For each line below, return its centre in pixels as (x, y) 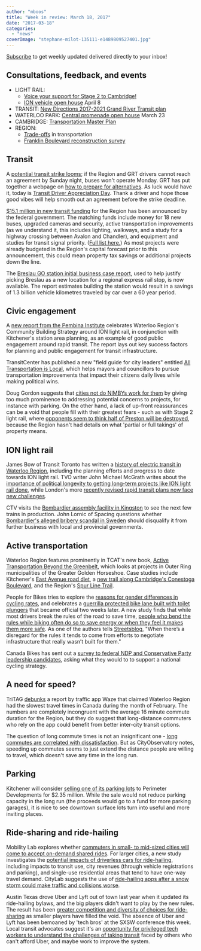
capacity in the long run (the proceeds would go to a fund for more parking (99, 801)
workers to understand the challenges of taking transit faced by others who (99, 935)
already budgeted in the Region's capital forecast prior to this (82, 249)
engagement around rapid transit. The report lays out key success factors (97, 345)
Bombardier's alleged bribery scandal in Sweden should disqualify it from (97, 520)
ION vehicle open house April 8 (62, 102)
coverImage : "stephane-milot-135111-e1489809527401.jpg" (79, 39)
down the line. (24, 261)
